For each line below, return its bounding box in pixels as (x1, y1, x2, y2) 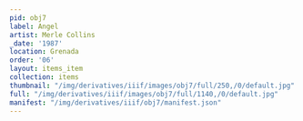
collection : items (9, 73, 79, 82)
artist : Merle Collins (9, 30, 96, 39)
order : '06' (9, 55, 55, 65)
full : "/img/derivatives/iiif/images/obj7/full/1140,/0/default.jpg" (9, 89, 279, 98)
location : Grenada (9, 47, 79, 56)
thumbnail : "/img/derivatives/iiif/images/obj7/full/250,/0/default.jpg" (9, 81, 296, 90)
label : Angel (9, 22, 59, 31)
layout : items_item (9, 65, 84, 74)
